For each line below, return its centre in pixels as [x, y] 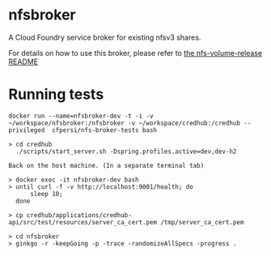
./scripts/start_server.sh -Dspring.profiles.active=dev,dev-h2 [126, 151]
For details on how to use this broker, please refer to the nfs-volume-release [135, 53]
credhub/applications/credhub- [79, 215]
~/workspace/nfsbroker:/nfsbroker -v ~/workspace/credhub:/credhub [125, 123]
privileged [27, 130]
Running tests [56, 94]
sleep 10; [46, 194]
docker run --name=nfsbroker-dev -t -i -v [81, 116]
